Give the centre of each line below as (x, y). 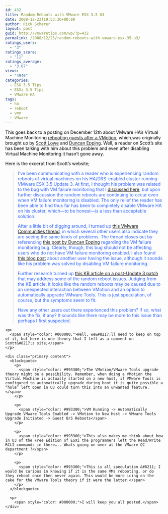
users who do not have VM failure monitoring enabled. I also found (87, 252)
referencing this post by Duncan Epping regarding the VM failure (85, 242)
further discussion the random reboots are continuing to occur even (88, 194)
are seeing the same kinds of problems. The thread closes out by (85, 237)
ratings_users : (21, 43)
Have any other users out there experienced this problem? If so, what (89, 310)
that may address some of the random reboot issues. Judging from (87, 279)
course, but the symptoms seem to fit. (57, 300)
